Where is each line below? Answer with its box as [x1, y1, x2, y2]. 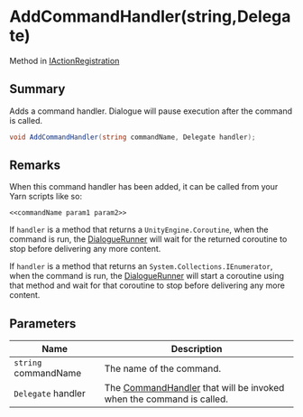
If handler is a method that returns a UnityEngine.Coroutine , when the [9, 224, 269, 236]
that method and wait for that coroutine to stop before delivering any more [9, 280, 286, 291]
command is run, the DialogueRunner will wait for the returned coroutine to [9, 234, 288, 245]
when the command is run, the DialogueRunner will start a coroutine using [9, 271, 285, 282]
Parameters [9, 316, 77, 331]
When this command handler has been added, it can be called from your [9, 181, 279, 192]
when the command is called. [104, 393, 228, 405]
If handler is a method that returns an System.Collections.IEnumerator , [9, 261, 273, 272]
